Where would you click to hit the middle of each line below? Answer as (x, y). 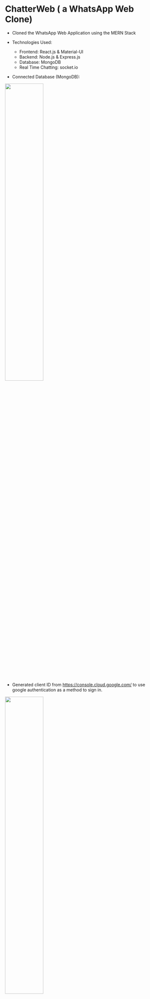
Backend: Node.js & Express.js (50, 57)
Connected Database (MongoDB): (46, 77)
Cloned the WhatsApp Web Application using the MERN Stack (74, 33)
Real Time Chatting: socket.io (49, 67)
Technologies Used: (32, 42)
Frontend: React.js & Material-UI (51, 52)
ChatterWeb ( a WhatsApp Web (70, 9)
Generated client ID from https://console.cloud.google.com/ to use (79, 685)
